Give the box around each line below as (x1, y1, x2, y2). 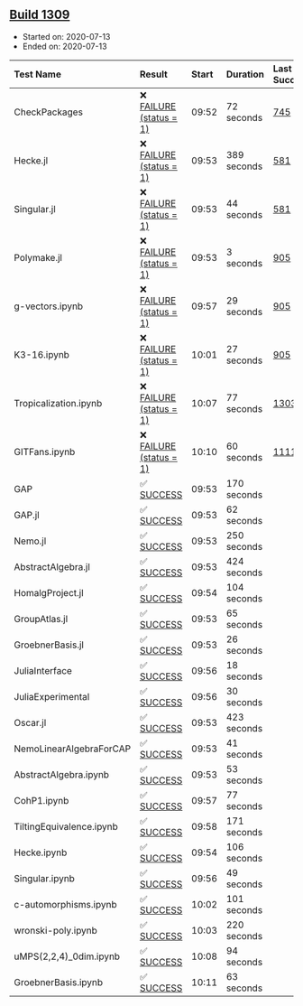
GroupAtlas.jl (14, 612, 69, 625)
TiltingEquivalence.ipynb (14, 820, 119, 833)
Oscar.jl (14, 716, 47, 729)
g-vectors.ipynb (14, 300, 84, 312)
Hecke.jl (14, 154, 49, 166)
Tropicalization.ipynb (14, 396, 103, 409)
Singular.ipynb (14, 871, 75, 884)
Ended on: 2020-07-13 (22, 41, 107, 51)
